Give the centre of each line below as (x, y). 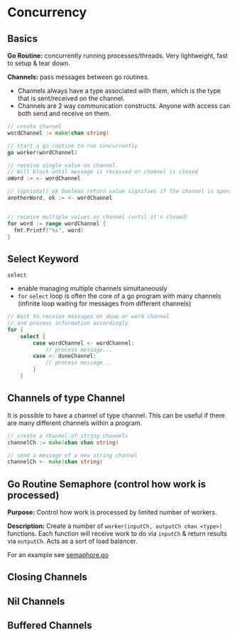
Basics (22, 39)
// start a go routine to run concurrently (73, 146)
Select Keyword (43, 259)
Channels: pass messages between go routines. (78, 77)
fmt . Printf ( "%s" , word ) (49, 230)
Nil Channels (36, 601)
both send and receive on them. (64, 113)
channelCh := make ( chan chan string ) (63, 442)
